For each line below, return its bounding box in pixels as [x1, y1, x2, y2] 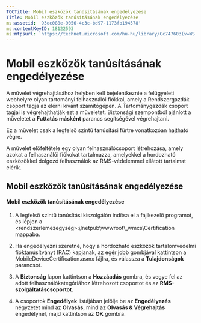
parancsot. [14, 261, 42, 268]
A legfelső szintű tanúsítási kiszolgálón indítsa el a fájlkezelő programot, [14, 211, 194, 219]
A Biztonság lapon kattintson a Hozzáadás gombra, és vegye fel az [14, 273, 183, 280]
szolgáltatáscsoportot [14, 286, 72, 293]
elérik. [6, 164, 22, 171]
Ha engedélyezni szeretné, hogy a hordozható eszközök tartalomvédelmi [14, 242, 196, 249]
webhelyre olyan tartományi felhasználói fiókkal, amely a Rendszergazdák [6, 96, 190, 103]
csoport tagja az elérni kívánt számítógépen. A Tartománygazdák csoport [6, 103, 188, 110]
